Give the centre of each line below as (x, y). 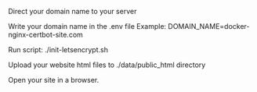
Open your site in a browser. (54, 80)
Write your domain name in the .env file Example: (87, 26)
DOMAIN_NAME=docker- (209, 26)
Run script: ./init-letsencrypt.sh (58, 50)
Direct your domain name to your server (72, 11)
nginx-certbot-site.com (46, 35)
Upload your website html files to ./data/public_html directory (107, 65)
